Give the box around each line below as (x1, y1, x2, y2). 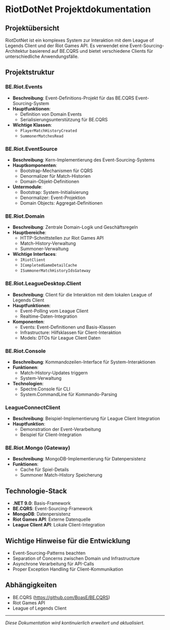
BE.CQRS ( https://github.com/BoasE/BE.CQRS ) (12, 594, 110, 600)
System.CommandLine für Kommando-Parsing (20, 391, 117, 397)
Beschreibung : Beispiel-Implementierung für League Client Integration (12, 415, 160, 422)
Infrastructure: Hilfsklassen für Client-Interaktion (20, 329, 121, 336)
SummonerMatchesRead (20, 134, 64, 139)
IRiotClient (20, 257, 46, 262)
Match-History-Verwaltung (20, 240, 76, 247)
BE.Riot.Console (5, 347, 46, 354)
